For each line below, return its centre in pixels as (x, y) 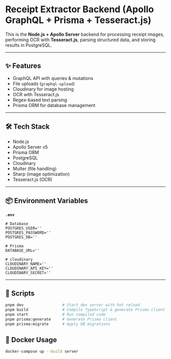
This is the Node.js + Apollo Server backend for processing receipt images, (85, 34)
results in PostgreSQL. (29, 45)
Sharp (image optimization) (41, 174)
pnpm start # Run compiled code (55, 314)
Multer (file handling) (35, 169)
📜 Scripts (20, 293)
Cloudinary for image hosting (43, 89)
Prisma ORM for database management (54, 105)
